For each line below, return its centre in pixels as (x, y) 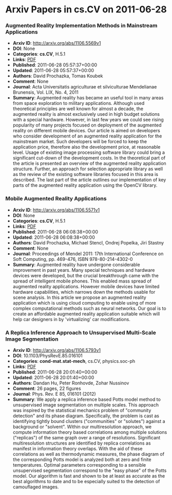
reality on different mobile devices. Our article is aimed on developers (86, 131)
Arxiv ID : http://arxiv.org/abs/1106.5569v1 (57, 43)
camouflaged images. (36, 487)
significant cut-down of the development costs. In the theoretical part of (89, 158)
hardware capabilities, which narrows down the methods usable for (84, 292)
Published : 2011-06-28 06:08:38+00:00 (55, 232)
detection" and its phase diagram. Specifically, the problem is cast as (86, 416)
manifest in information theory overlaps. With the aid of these (78, 449)
